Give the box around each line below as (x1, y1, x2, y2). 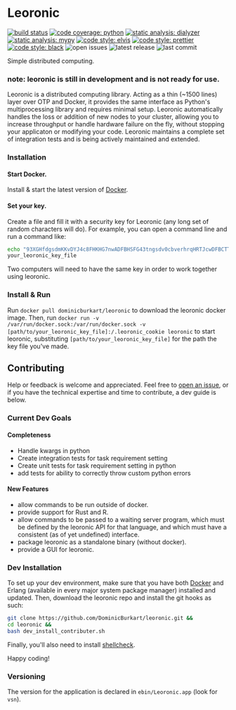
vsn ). (7, 695, 21, 703)
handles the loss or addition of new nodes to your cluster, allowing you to (7, 112, 219, 121)
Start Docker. (7, 170, 47, 178)
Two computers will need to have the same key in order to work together (7, 265, 218, 273)
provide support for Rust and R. (17, 508, 109, 516)
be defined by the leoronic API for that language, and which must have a (17, 522, 227, 531)
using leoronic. (7, 272, 51, 281)
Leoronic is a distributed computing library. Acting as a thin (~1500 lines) (7, 90, 218, 99)
